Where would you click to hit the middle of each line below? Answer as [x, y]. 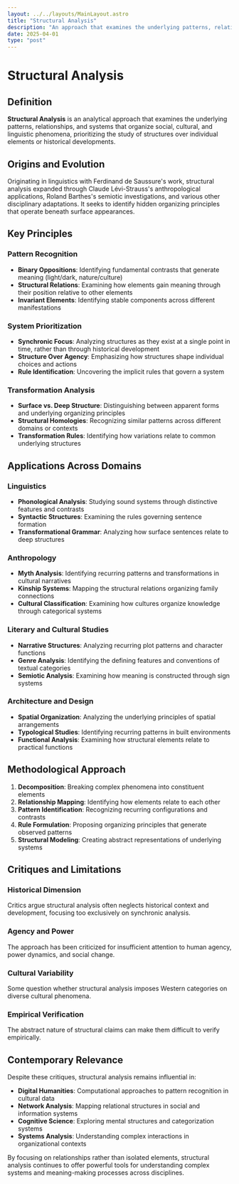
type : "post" [27, 41]
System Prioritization [45, 326]
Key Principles [40, 234]
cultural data [36, 1098]
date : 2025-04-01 [33, 34]
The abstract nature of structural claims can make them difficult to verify [114, 1030]
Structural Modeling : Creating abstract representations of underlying [119, 839]
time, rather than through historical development [89, 349]
